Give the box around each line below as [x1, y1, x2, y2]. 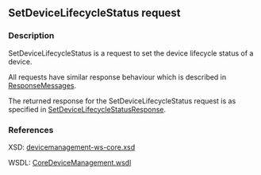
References [8, 124, 54, 135]
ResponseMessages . [8, 80, 77, 90]
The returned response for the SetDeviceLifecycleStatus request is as [8, 95, 236, 106]
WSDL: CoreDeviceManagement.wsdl [8, 157, 132, 167]
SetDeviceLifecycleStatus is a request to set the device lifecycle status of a [8, 48, 254, 58]
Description [8, 30, 55, 41]
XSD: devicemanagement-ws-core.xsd [8, 142, 136, 152]
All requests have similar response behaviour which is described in [8, 72, 227, 82]
